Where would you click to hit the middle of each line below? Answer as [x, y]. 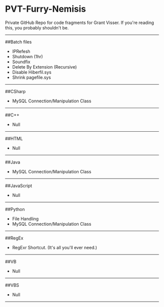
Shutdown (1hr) [27, 56]
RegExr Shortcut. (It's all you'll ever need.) [55, 247]
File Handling [25, 218]
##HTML [14, 139]
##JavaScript [19, 186]
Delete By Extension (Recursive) [44, 67]
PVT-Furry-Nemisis [46, 9]
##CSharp [15, 91]
